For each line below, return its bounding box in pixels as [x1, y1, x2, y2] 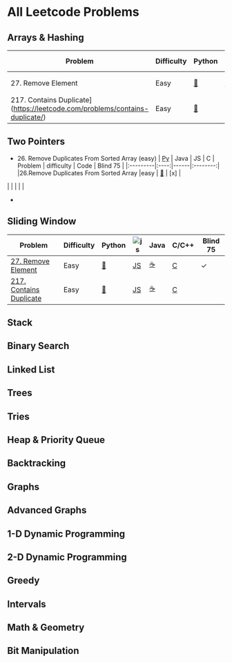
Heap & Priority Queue [7, 434, 106, 446]
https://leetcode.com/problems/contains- [13, 104, 149, 113]
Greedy [7, 575, 40, 586]
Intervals [7, 598, 46, 610]
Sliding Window [7, 215, 77, 228]
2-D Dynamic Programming [7, 551, 128, 563]
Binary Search [7, 340, 70, 352]
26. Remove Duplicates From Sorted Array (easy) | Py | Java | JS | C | [17, 154, 215, 162]
